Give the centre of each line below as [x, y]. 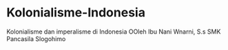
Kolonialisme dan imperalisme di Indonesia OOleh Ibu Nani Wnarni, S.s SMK [114, 32]
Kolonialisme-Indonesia [76, 13]
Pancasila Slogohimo [36, 38]
